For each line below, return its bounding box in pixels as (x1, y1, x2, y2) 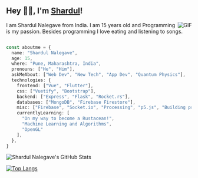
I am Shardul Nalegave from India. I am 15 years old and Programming (6, 21, 176, 28)
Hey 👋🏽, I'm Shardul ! (6, 6, 83, 16)
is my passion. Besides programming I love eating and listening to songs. (6, 28, 183, 35)
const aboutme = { (6, 44, 51, 50)
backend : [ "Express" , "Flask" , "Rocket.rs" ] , (16, 94, 131, 100)
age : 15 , (11, 55, 33, 61)
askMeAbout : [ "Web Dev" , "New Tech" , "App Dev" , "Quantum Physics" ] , (11, 72, 186, 78)
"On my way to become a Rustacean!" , (21, 116, 115, 121)
